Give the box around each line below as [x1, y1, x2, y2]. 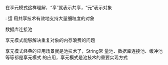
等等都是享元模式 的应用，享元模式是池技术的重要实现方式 [5, 54, 128, 60]
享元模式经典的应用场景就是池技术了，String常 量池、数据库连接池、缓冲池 [5, 48, 163, 54]
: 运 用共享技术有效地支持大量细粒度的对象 [5, 15, 95, 21]
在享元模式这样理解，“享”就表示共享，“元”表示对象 [5, 5, 112, 10]
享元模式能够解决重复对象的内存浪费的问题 [5, 37, 95, 43]
